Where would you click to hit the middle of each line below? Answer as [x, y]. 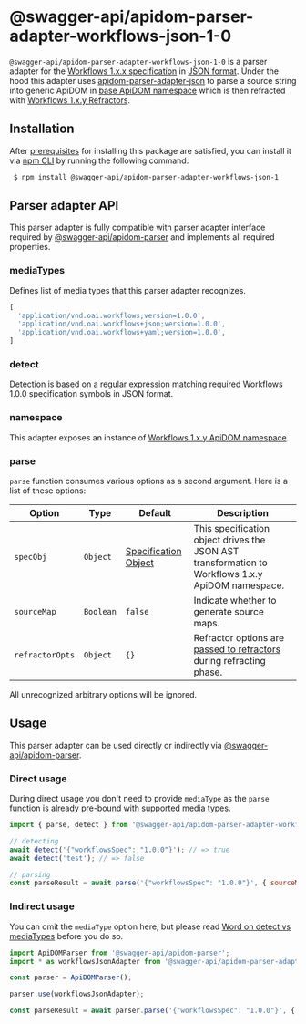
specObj [31, 557]
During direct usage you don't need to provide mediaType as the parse [139, 799]
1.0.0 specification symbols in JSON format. [92, 394]
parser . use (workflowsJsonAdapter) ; [77, 994]
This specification [232, 528]
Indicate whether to [235, 600]
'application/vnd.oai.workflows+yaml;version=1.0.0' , [122, 333]
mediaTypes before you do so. [66, 936]
